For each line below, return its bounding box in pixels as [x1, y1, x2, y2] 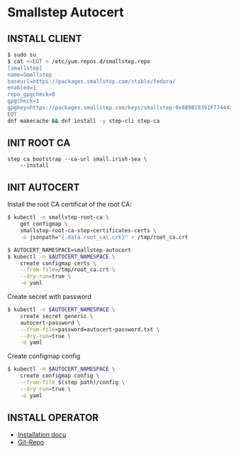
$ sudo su [7, 51, 37, 58]
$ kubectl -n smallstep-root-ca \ [7, 214, 110, 221]
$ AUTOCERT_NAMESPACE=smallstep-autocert [7, 246, 132, 253]
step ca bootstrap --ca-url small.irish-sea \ [7, 155, 147, 163]
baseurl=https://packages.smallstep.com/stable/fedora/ [7, 77, 176, 85]
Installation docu [17, 430, 67, 439]
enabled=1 [7, 84, 37, 92]
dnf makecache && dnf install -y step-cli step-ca [7, 117, 160, 124]
